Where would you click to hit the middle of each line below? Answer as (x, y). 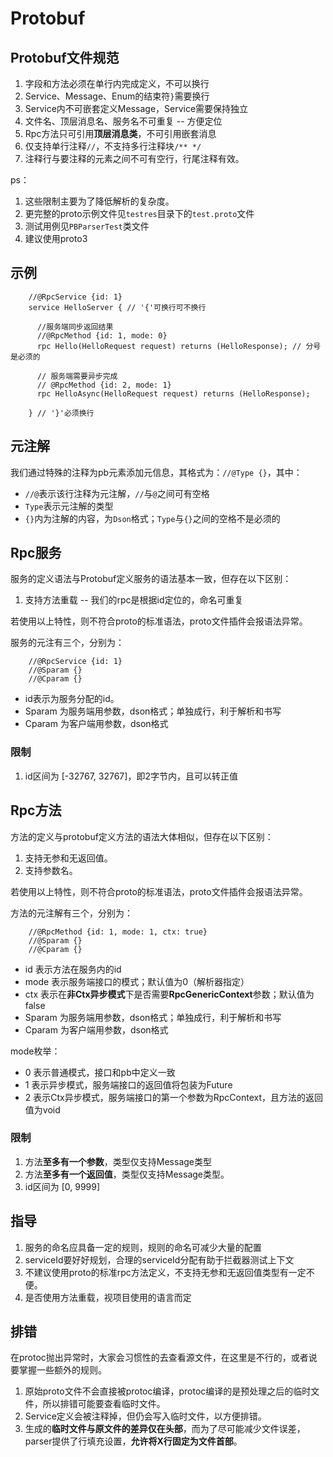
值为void (42, 1109)
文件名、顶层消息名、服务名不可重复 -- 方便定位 (123, 121)
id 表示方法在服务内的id (73, 969)
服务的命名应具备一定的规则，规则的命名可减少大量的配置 (143, 1247)
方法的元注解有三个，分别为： (71, 913)
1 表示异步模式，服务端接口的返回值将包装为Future (128, 1084)
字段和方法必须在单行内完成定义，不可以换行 (117, 83)
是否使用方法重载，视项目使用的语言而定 (108, 1297)
